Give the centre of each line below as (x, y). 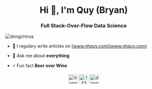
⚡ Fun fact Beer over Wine (40, 66)
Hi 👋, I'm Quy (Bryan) (84, 10)
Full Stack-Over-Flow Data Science (84, 26)
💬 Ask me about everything (41, 56)
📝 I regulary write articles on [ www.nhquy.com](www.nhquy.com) (79, 46)
